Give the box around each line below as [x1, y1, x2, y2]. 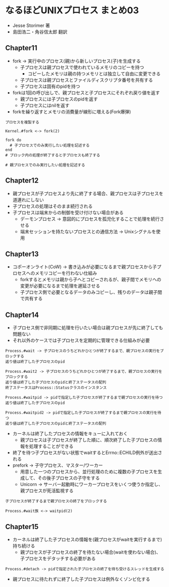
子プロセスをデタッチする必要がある [20, 556, 96, 561]
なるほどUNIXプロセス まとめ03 [5, 5, 139, 16]
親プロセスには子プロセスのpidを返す [20, 96, 98, 102]
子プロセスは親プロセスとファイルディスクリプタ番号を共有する [20, 77, 153, 83]
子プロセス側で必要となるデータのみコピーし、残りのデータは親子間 [20, 289, 162, 295]
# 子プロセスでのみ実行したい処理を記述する [10, 143, 90, 148]
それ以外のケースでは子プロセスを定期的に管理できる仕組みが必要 [12, 337, 150, 343]
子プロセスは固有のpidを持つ [20, 83, 80, 89]
